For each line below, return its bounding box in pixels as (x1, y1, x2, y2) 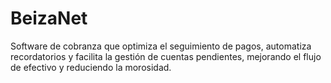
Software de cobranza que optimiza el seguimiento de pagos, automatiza (10, 40, 312, 52)
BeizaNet (10, 7, 88, 30)
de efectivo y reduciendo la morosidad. (10, 61, 172, 73)
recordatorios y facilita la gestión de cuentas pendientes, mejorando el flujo (10, 50, 322, 62)
